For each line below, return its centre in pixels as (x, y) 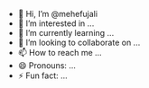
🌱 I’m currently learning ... (66, 33)
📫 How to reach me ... (60, 53)
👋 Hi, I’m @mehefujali (57, 14)
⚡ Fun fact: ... (42, 75)
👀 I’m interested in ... (56, 23)
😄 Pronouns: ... (47, 66)
